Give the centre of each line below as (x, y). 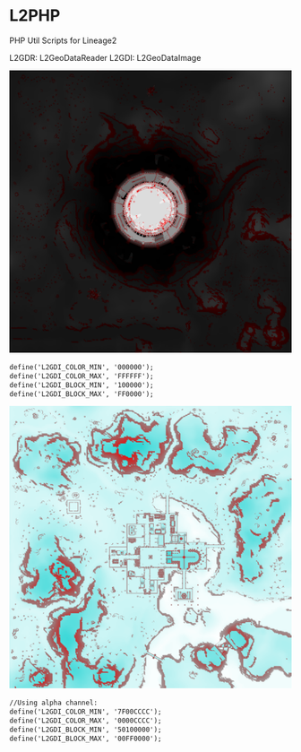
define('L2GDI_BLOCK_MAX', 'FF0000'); (82, 394)
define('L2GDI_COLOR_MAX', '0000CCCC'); (86, 721)
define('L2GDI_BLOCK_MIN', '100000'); (82, 385)
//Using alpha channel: (54, 703)
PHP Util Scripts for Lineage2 (63, 40)
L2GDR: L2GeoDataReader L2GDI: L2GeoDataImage (105, 57)
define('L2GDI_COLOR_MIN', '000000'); (82, 367)
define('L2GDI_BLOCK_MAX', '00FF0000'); (86, 739)
